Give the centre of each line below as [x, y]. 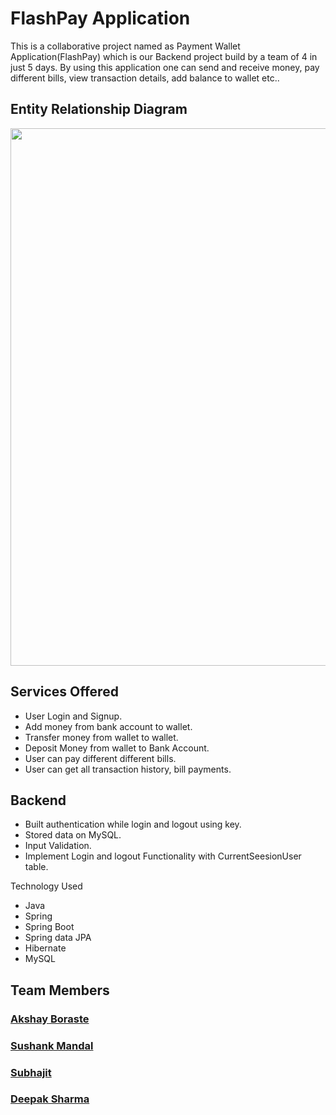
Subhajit [31, 1072]
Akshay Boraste [50, 1019]
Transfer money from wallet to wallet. [101, 737]
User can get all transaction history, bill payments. [128, 769]
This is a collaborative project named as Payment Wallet [125, 46]
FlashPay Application [100, 18]
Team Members [60, 990]
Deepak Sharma [50, 1099]
